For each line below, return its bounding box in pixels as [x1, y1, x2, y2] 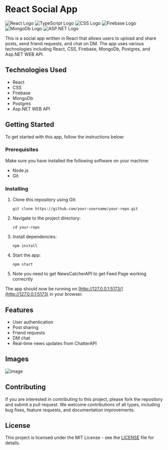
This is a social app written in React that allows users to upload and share [5, 35, 156, 41]
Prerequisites [5, 146, 38, 153]
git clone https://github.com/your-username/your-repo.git [12, 206, 138, 211]
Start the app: [12, 252, 41, 258]
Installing [5, 185, 28, 192]
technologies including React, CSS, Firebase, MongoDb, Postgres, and [5, 46, 150, 52]
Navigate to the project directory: [12, 215, 81, 221]
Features [5, 305, 33, 314]
